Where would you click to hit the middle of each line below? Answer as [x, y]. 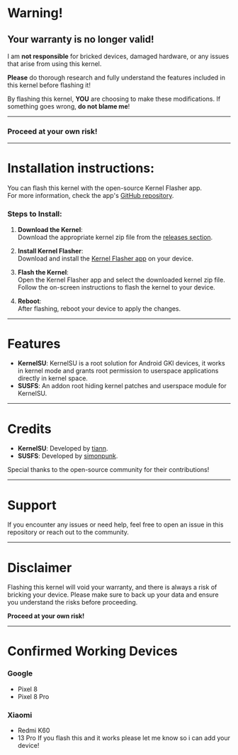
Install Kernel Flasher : [50, 250]
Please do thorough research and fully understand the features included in [116, 77]
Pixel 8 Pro [33, 696]
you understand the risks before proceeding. [73, 602]
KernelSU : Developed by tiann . [63, 448]
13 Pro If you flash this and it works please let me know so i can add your [124, 738]
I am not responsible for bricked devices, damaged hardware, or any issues [118, 56]
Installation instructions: [81, 169]
